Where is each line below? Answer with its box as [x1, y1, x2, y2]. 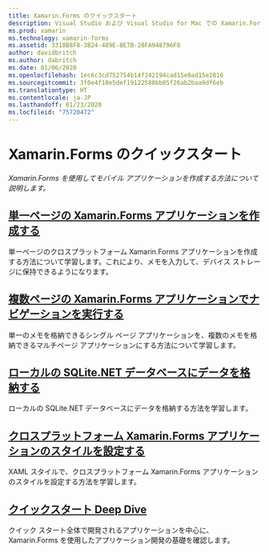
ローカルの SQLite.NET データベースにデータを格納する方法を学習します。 [8, 403, 253, 413]
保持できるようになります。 [22, 266, 114, 276]
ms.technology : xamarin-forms [8, 34, 110, 42]
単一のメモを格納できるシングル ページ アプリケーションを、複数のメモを [8, 330, 251, 340]
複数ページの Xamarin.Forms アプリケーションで [8, 293, 250, 306]
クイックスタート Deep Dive [8, 502, 147, 516]
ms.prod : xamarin [8, 26, 66, 34]
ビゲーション [8, 307, 72, 321]
